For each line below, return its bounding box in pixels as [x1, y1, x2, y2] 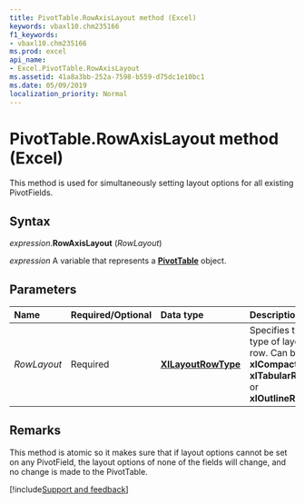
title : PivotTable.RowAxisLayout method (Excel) [9, 13, 197, 23]
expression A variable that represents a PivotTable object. [9, 255, 227, 266]
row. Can [249, 347, 289, 360]
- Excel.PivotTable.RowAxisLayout [9, 64, 141, 74]
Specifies [249, 324, 290, 337]
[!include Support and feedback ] [9, 483, 129, 495]
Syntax [9, 213, 51, 229]
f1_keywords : [9, 30, 59, 39]
